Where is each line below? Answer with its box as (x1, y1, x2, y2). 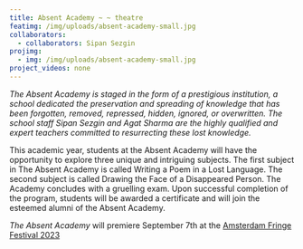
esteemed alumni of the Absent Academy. (9, 202, 166, 213)
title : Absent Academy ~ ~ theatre (9, 13, 144, 23)
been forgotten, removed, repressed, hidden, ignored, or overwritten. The (9, 108, 283, 119)
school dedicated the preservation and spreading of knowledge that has (9, 98, 280, 109)
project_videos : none (9, 64, 91, 73)
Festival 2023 (9, 229, 61, 240)
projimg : (9, 47, 43, 56)
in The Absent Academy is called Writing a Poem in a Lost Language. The (9, 164, 283, 175)
